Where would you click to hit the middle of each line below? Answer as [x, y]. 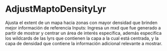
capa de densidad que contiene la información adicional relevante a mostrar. [84, 43]
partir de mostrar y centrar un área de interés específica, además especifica [83, 33]
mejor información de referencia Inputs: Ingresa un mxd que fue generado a [83, 27]
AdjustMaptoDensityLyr [56, 9]
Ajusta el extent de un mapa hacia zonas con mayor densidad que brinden [82, 23]
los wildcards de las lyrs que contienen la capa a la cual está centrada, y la [82, 38]
